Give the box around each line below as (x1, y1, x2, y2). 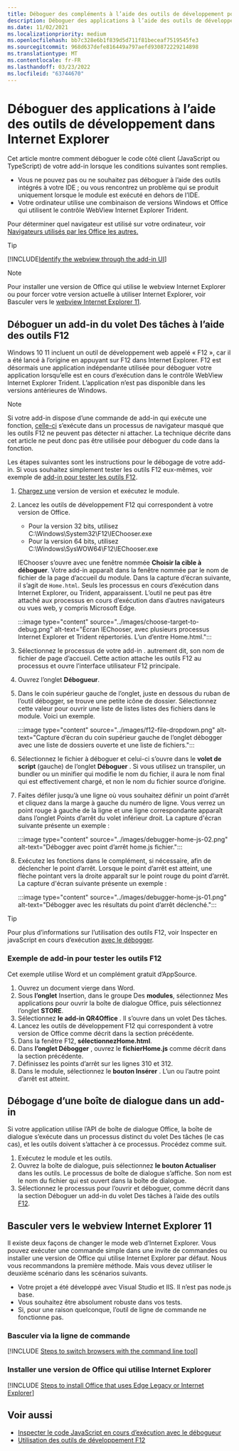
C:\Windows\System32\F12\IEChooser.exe (28, 530, 153, 538)
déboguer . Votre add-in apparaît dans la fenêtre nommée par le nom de (17, 566, 229, 575)
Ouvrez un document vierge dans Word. (17, 983, 135, 992)
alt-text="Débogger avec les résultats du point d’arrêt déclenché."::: (17, 901, 217, 909)
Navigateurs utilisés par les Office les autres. (7, 227, 139, 236)
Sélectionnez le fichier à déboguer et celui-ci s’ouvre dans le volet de (17, 755, 222, 763)
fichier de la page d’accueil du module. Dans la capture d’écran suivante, (17, 574, 231, 582)
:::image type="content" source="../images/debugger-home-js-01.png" (17, 893, 227, 901)
